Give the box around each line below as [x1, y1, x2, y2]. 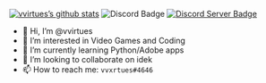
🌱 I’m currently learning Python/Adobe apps [21, 45, 184, 55]
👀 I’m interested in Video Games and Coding [21, 36, 186, 46]
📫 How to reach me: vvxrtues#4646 [21, 64, 154, 75]
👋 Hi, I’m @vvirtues [21, 26, 93, 36]
